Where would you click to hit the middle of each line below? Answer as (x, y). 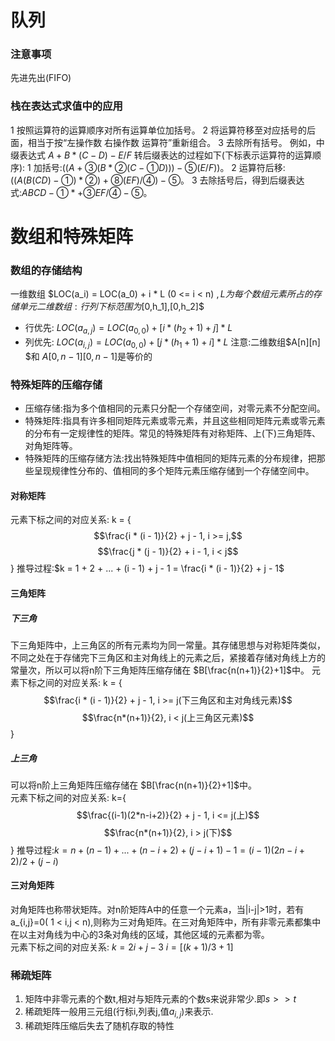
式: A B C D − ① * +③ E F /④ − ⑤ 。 (81, 192)
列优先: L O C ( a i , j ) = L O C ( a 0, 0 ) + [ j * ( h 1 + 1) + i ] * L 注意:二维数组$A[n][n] (172, 343)
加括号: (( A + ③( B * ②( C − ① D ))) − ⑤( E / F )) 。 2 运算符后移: (159, 167)
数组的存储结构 (46, 270)
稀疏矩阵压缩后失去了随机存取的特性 (99, 1026)
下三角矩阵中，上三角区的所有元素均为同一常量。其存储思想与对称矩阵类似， (168, 645)
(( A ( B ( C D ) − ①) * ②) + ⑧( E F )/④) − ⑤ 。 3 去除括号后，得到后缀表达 (157, 180)
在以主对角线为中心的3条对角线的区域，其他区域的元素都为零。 (140, 935)
